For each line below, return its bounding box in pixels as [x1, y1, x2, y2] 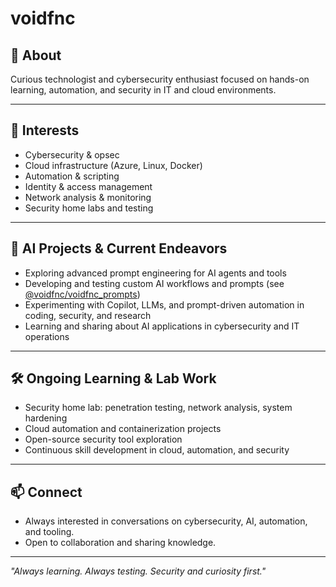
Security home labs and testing [24, 202, 154, 214]
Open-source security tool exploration [24, 433, 183, 446]
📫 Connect [10, 483, 83, 501]
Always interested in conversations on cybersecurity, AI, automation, [24, 515, 308, 527]
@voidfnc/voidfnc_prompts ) [24, 288, 141, 300]
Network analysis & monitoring [24, 191, 152, 203]
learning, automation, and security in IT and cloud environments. [10, 84, 277, 96]
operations [24, 330, 70, 342]
